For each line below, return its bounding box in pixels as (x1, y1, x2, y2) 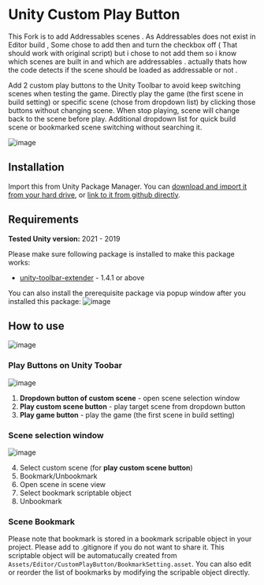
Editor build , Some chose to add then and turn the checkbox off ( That (8, 39, 238, 49)
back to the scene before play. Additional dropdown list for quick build (8, 114, 236, 123)
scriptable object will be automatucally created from (8, 551, 177, 561)
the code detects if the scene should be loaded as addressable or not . (8, 65, 238, 74)
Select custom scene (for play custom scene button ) (19, 463, 193, 472)
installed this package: (8, 296, 81, 306)
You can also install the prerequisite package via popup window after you (8, 288, 247, 298)
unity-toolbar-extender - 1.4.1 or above (19, 272, 145, 282)
